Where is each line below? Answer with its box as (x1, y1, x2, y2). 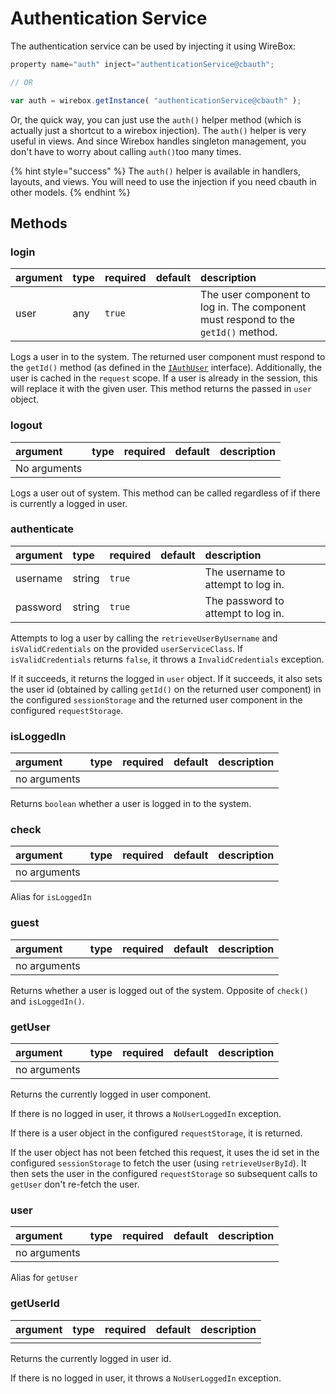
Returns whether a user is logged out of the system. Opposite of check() (10, 984, 309, 996)
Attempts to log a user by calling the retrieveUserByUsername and (10, 632, 278, 644)
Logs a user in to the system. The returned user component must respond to (10, 351, 326, 363)
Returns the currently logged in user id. (10, 1352, 172, 1364)
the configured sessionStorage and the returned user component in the (10, 693, 303, 706)
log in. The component (200, 300, 307, 314)
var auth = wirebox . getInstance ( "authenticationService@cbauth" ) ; (10, 95, 302, 106)
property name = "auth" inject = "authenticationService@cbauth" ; (10, 59, 275, 69)
